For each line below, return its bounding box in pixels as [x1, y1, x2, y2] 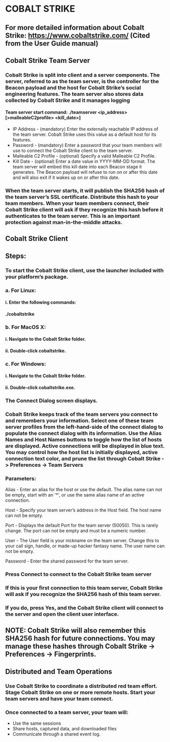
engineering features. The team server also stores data [5, 90, 144, 97]
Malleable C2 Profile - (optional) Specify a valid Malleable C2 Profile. [12, 153, 156, 159]
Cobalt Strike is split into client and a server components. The [5, 71, 160, 79]
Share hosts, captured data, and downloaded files [12, 725, 117, 731]
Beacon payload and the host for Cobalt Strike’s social [5, 84, 141, 91]
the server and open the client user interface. [5, 610, 119, 617]
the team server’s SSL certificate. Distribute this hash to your [5, 194, 159, 201]
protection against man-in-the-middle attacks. [5, 219, 123, 226]
